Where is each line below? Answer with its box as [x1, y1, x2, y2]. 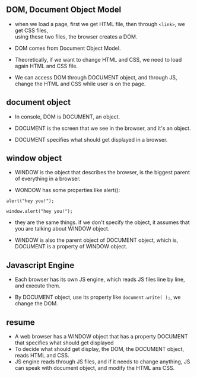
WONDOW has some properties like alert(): [14, 187, 120, 194]
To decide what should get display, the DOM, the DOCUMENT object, [14, 346, 185, 353]
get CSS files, [14, 27, 49, 34]
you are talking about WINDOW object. [14, 225, 110, 232]
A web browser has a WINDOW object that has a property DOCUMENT [14, 333, 188, 340]
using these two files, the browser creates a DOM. [14, 33, 138, 40]
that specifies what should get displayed [14, 339, 114, 346]
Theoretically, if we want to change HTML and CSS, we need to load [14, 56, 182, 63]
